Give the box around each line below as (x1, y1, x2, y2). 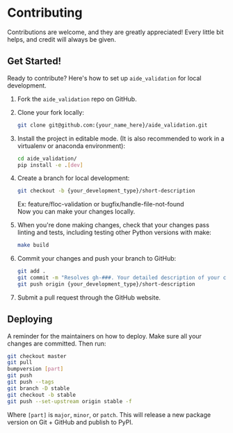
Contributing (7, 5, 83, 21)
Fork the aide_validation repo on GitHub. (17, 95, 137, 103)
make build (17, 242, 49, 249)
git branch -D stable (7, 384, 70, 392)
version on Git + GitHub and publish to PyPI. (7, 418, 134, 426)
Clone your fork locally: (17, 108, 85, 116)
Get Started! (7, 56, 61, 67)
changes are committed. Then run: (7, 339, 106, 348)
